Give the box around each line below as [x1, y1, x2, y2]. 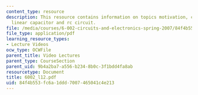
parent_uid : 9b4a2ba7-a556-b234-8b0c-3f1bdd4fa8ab [6, 63, 133, 70]
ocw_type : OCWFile [6, 47, 51, 53]
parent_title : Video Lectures [6, 53, 81, 58]
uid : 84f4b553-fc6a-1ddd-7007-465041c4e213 [6, 80, 115, 86]
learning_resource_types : [6, 36, 70, 42]
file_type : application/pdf [6, 31, 75, 37]
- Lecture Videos [6, 42, 49, 48]
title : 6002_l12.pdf [6, 74, 57, 80]
